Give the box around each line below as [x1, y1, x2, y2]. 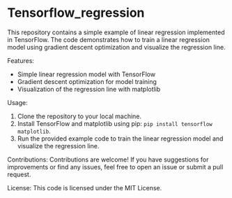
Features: [7, 56, 35, 64]
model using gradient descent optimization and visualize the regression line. [7, 43, 226, 51]
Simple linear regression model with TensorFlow [17, 70, 155, 78]
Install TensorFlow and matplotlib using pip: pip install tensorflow [17, 119, 212, 127]
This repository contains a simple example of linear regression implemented [7, 28, 225, 36]
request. [7, 170, 31, 178]
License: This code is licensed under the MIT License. [7, 183, 162, 192]
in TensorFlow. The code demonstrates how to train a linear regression [7, 35, 210, 43]
